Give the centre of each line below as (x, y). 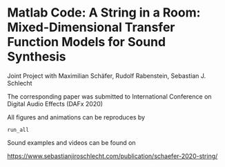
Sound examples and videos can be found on (71, 142)
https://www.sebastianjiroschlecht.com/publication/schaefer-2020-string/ (112, 156)
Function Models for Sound (87, 42)
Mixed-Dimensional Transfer (91, 27)
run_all (18, 130)
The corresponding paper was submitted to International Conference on (109, 96)
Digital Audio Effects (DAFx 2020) (55, 104)
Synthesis (37, 57)
